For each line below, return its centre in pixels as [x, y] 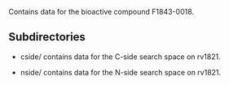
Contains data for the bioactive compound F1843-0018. [101, 12]
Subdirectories [47, 37]
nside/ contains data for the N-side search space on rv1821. [121, 72]
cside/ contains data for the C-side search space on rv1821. [121, 57]
